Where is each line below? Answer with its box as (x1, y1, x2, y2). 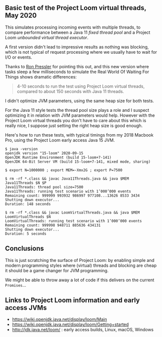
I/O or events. (5, 54, 32, 60)
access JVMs (5, 304, 47, 312)
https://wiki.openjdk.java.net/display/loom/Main (12, 317, 107, 322)
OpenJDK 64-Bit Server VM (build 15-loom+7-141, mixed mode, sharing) (5, 159, 151, 164)
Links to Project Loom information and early (5, 296, 140, 305)
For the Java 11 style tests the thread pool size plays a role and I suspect (5, 107, 149, 113)
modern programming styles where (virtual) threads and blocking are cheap (5, 262, 157, 268)
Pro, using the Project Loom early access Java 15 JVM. (5, 137, 115, 143)
